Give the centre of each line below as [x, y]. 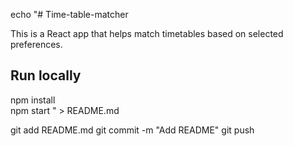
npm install [33, 100]
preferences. [36, 44]
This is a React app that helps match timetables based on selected [147, 33]
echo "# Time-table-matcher [69, 14]
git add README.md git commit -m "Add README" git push [132, 130]
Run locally [46, 75]
